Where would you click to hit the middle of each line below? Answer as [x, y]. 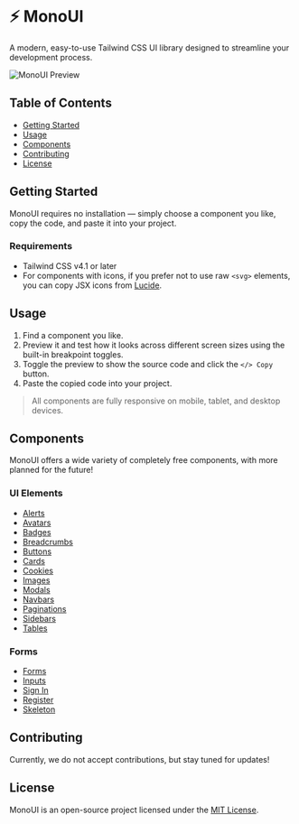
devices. [47, 410]
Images [36, 580]
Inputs [34, 680]
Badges [37, 532]
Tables [35, 628]
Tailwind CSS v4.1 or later [70, 265]
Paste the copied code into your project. [97, 383]
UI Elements [36, 494]
